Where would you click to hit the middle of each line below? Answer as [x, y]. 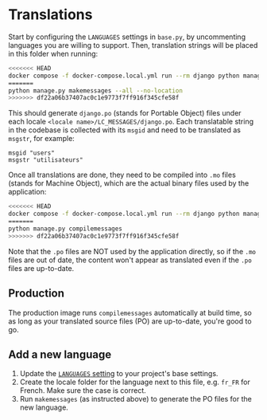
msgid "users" [32, 153]
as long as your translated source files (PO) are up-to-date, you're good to [130, 321]
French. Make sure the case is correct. [83, 391]
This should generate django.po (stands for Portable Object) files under [125, 113]
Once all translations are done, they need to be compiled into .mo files [122, 175]
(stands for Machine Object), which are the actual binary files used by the [129, 183]
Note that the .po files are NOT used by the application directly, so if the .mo [132, 251]
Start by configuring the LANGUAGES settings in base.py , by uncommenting [127, 37]
